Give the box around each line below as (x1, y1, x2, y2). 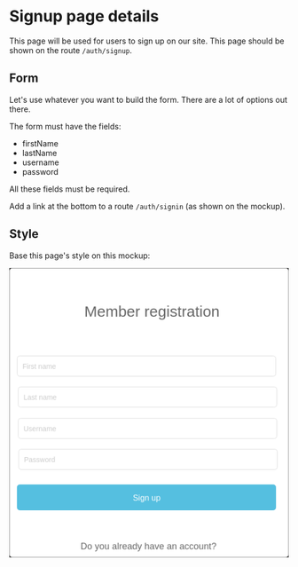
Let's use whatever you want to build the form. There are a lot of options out (9, 94, 288, 105)
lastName (21, 147, 58, 158)
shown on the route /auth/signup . (9, 44, 133, 55)
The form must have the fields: (9, 121, 122, 131)
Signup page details (9, 6, 160, 27)
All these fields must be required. (9, 184, 130, 194)
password (21, 166, 59, 177)
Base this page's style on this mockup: (9, 250, 151, 261)
